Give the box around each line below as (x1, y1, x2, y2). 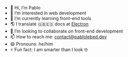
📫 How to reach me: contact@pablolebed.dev (10, 34, 107, 39)
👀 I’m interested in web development (10, 10, 87, 16)
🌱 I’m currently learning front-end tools (10, 15, 92, 21)
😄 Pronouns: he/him (10, 41, 53, 47)
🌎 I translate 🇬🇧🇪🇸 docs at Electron (10, 21, 89, 27)
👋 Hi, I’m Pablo (10, 5, 41, 10)
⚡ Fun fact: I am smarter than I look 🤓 (10, 46, 88, 52)
